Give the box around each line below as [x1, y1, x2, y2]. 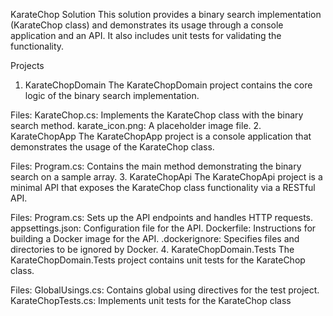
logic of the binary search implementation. [24, 90, 200, 101]
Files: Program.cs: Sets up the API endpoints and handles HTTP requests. [10, 212, 314, 223]
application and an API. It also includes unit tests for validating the [10, 30, 282, 41]
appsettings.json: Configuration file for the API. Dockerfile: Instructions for [10, 222, 317, 234]
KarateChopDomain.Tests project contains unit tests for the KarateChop [10, 254, 306, 266]
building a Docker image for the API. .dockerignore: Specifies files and [10, 233, 300, 244]
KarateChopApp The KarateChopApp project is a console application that [10, 130, 312, 142]
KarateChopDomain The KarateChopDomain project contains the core [24, 79, 313, 91]
